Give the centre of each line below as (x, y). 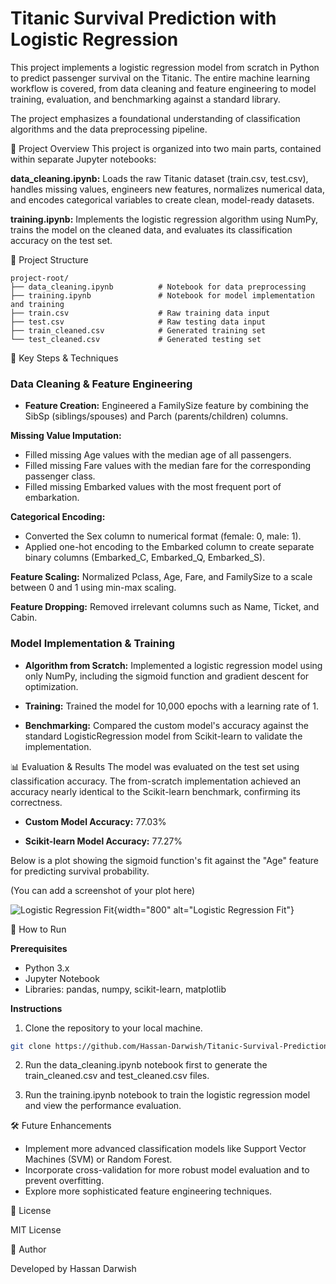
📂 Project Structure (49, 259)
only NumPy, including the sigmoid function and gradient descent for (167, 676)
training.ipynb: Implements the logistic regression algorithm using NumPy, (164, 219)
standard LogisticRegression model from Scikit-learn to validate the (163, 736)
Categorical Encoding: (58, 517)
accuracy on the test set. (61, 240)
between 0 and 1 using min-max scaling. (93, 588)
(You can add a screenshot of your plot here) (103, 890)
